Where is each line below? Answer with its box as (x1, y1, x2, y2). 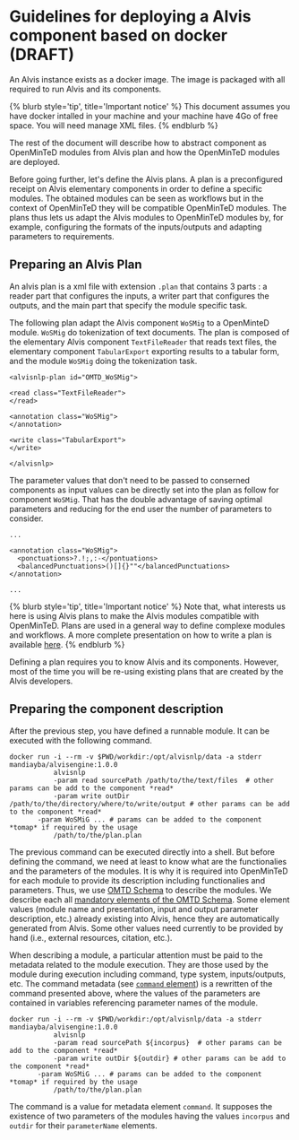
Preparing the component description (9, 701, 224, 717)
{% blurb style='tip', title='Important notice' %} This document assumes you (9, 100, 291, 111)
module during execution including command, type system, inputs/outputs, (9, 969, 286, 979)
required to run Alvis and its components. (9, 83, 162, 94)
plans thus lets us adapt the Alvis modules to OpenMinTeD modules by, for (9, 212, 284, 222)
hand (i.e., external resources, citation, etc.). (9, 932, 173, 943)
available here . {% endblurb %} (9, 639, 125, 649)
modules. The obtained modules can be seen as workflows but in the (9, 193, 264, 204)
